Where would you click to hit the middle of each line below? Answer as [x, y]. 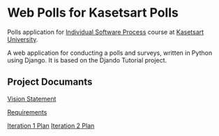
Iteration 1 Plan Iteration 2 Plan [51, 126]
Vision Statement [32, 99]
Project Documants [50, 82]
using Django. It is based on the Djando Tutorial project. [87, 60]
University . [23, 39]
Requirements [27, 112]
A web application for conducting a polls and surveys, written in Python [110, 53]
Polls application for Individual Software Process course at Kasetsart [106, 32]
